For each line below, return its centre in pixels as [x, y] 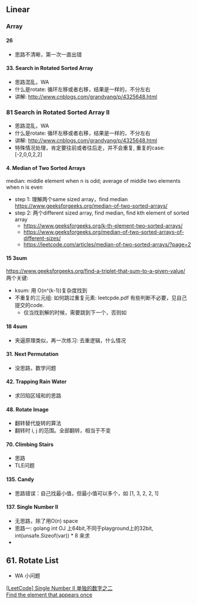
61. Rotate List [32, 561]
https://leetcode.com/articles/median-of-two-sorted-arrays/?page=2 [107, 245]
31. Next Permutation [32, 354]
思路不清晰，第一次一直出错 [48, 54]
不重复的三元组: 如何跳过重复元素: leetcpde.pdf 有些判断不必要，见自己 [101, 298]
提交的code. [29, 305]
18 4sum [17, 326]
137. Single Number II [32, 507]
